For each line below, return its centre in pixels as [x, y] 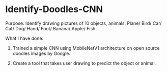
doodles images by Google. [41, 53]
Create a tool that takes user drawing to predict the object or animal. [84, 63]
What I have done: [24, 38]
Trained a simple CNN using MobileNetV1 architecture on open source [86, 48]
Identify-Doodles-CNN [54, 9]
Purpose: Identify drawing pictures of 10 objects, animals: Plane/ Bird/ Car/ [83, 23]
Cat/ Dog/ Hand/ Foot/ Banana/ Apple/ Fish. [51, 28]
